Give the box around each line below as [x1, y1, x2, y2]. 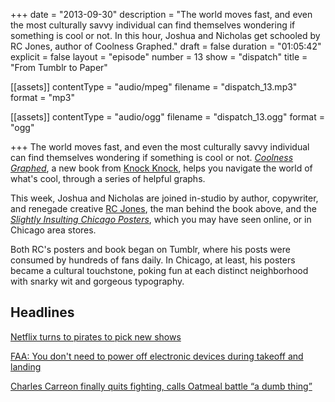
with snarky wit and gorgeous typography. [10, 275, 185, 287]
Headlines [10, 304, 75, 321]
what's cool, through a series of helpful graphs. [10, 173, 206, 184]
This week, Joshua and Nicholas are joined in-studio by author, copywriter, [10, 192, 319, 204]
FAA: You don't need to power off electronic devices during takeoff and [10, 350, 304, 362]
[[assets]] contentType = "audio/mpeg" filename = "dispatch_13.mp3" [10, 81, 298, 93]
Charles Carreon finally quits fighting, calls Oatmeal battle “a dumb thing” [10, 380, 313, 392]
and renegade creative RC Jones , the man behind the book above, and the [10, 203, 317, 214]
